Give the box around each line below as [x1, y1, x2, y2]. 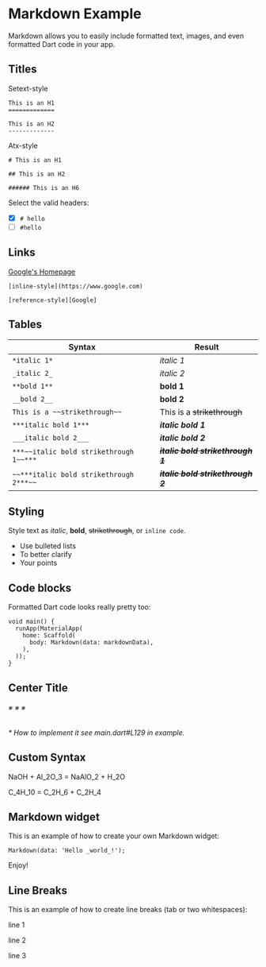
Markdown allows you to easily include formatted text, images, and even [8, 31, 244, 41]
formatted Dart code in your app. [8, 39, 116, 48]
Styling [8, 505, 45, 518]
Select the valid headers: [8, 198, 89, 207]
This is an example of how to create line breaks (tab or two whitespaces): [8, 905, 248, 915]
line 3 [8, 951, 26, 961]
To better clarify [19, 550, 73, 559]
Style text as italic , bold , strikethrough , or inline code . [8, 526, 186, 536]
